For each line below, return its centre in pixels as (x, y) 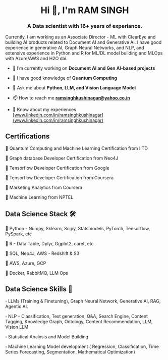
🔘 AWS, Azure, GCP (26, 263)
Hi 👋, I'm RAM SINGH (85, 10)
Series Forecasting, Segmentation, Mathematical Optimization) (70, 352)
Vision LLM (17, 327)
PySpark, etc (19, 234)
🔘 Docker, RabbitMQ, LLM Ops (37, 273)
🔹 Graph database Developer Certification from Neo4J (62, 158)
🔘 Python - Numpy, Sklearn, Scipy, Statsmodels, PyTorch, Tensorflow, (78, 229)
